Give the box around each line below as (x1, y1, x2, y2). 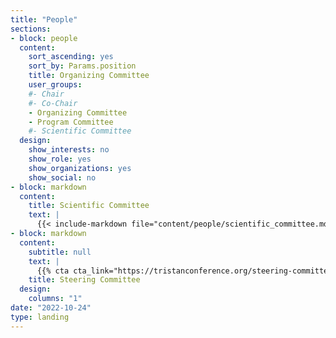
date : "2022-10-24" (10, 303, 92, 313)
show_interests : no (28, 145, 110, 155)
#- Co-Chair (28, 98, 78, 108)
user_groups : (28, 80, 83, 90)
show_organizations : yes (28, 163, 132, 173)
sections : (10, 24, 52, 34)
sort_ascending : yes (28, 52, 114, 62)
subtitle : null (28, 247, 92, 257)
